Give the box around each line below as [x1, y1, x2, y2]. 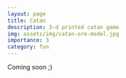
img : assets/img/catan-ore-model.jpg [7, 30, 120, 38]
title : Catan [7, 17, 46, 24]
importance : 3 [7, 37, 50, 44]
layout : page [7, 10, 46, 18]
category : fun [7, 43, 50, 50]
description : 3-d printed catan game [7, 23, 120, 30]
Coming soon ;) [7, 63, 53, 71]
